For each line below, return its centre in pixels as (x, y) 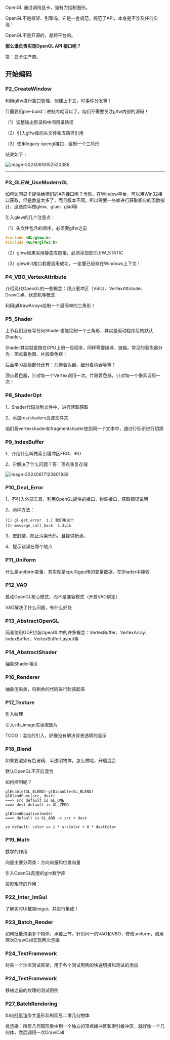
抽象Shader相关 (22, 664)
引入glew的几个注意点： (30, 217)
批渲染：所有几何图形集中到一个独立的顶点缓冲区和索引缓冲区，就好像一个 (83, 1026)
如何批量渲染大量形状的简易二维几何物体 (47, 1015)
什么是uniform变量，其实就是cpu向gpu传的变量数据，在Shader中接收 (78, 572)
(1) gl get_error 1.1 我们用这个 (40, 521)
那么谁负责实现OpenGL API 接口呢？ (43, 46)
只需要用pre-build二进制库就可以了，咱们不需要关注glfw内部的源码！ (77, 111)
